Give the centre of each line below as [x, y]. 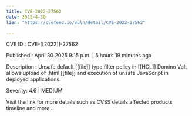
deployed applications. [33, 79]
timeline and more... [30, 108]
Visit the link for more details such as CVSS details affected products [89, 102]
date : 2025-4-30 [26, 17]
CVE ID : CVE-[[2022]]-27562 [42, 44]
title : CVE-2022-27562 [34, 11]
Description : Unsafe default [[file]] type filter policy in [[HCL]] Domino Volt [97, 67]
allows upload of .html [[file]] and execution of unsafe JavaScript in [87, 73]
